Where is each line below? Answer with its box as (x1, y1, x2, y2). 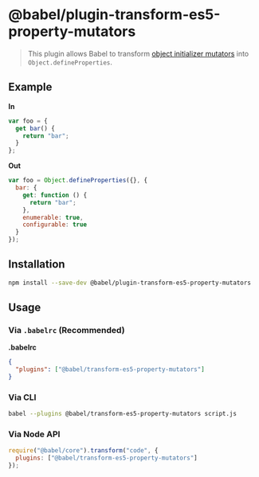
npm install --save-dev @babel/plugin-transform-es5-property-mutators (8, 279, 251, 287)
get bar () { (15, 124, 56, 132)
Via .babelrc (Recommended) (8, 325, 125, 335)
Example (8, 80, 53, 94)
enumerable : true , (22, 213, 84, 221)
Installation (8, 257, 65, 272)
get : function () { (22, 191, 88, 199)
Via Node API (8, 428, 61, 440)
